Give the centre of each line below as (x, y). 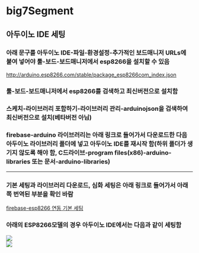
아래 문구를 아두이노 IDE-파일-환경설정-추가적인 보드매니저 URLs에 (96, 53)
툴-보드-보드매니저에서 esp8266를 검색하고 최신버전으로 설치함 (92, 91)
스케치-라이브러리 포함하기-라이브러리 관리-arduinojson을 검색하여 (97, 108)
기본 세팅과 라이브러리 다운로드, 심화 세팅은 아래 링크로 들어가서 (91, 185)
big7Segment (40, 11)
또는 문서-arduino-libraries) (71, 161)
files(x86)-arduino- (143, 152)
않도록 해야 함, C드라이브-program (66, 152)
